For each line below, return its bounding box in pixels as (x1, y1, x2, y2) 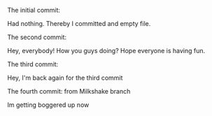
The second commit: (7, 33, 67, 41)
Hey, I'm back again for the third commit (7, 73, 123, 82)
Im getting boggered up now (7, 101, 90, 109)
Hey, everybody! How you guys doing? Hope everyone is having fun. (7, 47, 205, 55)
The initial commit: (7, 6, 61, 14)
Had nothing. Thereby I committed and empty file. (7, 20, 151, 27)
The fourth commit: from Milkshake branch (7, 87, 131, 95)
